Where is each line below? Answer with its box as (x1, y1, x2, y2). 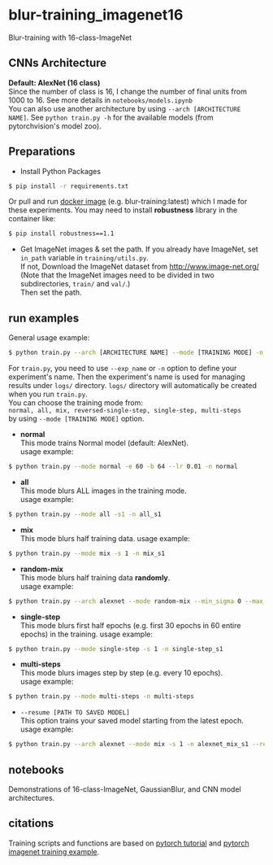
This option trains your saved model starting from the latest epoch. (19, 716, 244, 726)
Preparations (8, 145, 76, 159)
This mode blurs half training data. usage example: (19, 533, 191, 543)
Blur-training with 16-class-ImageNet (8, 33, 132, 42)
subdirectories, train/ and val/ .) (19, 279, 131, 289)
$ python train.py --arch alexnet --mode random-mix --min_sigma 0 (8, 596, 242, 605)
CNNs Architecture (8, 56, 107, 70)
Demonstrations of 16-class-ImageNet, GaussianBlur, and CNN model (8, 784, 241, 794)
